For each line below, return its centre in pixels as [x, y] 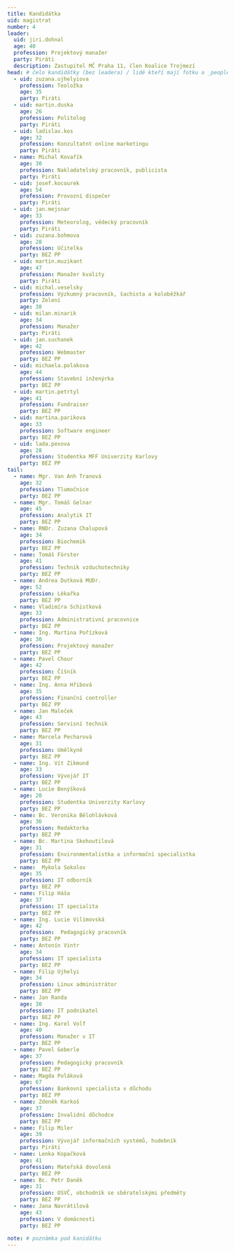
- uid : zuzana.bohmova [47, 235]
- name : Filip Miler [43, 1128]
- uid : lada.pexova [42, 444]
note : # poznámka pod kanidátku [54, 1239]
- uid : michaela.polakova [51, 366]
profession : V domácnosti [58, 1219]
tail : [15, 470]
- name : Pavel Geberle [47, 1050]
